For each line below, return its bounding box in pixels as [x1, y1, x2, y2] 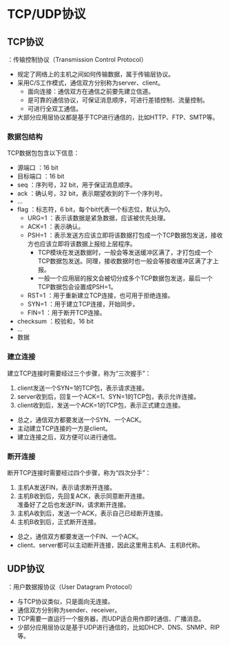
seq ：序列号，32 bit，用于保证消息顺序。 [17, 180, 136, 189]
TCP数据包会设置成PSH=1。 [37, 283, 117, 291]
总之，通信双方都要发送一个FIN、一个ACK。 [17, 532, 143, 541]
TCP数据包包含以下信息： [7, 149, 80, 157]
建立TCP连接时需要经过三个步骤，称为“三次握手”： [7, 369, 151, 377]
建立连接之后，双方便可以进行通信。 [17, 433, 121, 441]
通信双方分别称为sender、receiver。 [17, 605, 121, 614]
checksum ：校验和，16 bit [17, 317, 94, 326]
